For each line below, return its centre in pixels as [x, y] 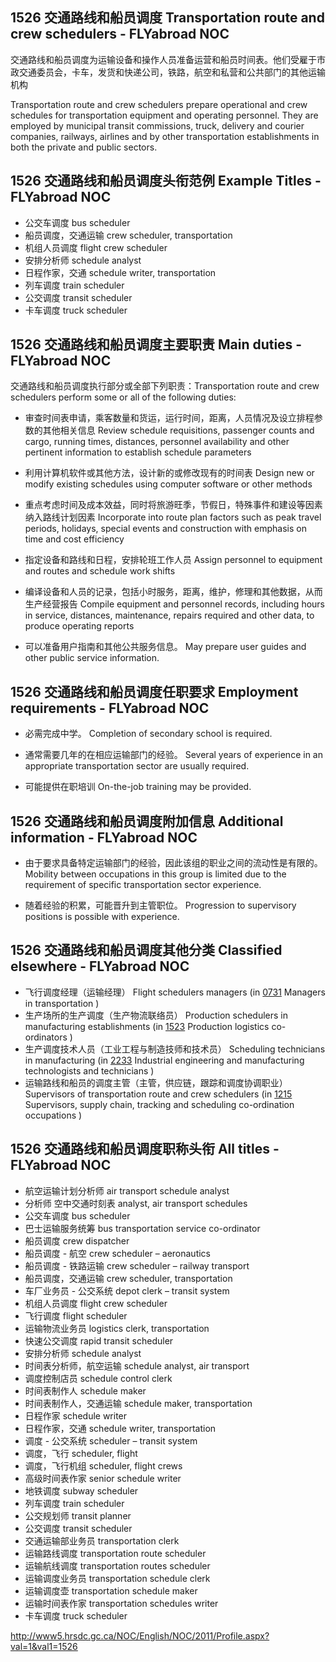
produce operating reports [79, 626]
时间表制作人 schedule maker [85, 1390]
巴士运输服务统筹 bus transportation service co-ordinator [142, 1228]
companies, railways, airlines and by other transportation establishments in [165, 136]
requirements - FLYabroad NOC [110, 708]
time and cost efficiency [74, 539]
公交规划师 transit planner [78, 1515]
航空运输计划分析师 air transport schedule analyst [127, 1190]
